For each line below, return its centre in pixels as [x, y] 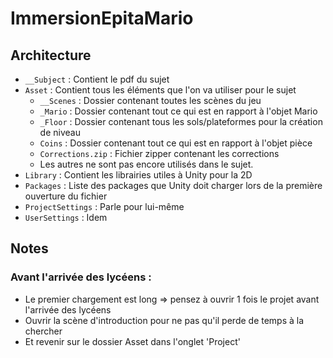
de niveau [60, 132]
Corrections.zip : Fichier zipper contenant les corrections [159, 153]
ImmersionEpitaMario [102, 18]
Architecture [51, 55]
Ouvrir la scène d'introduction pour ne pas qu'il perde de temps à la [164, 320]
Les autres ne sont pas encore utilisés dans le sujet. [146, 164]
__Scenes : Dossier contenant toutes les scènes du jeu [150, 100]
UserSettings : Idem [66, 217]
